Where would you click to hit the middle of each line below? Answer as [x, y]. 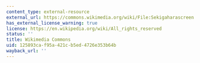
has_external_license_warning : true [52, 23]
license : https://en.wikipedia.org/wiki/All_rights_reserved [84, 28]
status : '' [20, 34]
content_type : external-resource [48, 12]
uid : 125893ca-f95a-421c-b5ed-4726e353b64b [61, 46]
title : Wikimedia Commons [38, 40]
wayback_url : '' [26, 51]
